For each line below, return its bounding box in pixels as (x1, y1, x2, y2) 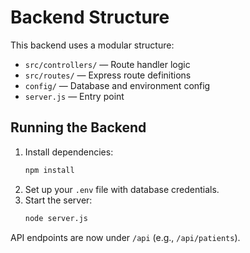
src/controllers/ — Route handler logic (24, 58, 191, 70)
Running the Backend (10, 119, 147, 136)
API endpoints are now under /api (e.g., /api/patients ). (10, 231, 241, 243)
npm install (24, 165, 75, 175)
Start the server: (24, 194, 93, 206)
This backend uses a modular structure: (10, 39, 175, 51)
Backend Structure (10, 6, 170, 29)
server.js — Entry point (24, 90, 125, 102)
